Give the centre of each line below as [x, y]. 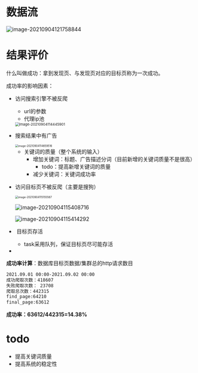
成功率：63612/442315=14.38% [47, 314]
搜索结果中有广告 [36, 135]
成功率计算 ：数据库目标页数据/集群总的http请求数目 [70, 263]
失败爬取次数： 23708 [30, 286]
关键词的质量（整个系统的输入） [63, 151]
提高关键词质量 [33, 356]
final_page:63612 [28, 302]
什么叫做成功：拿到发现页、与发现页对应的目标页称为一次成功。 [85, 73]
